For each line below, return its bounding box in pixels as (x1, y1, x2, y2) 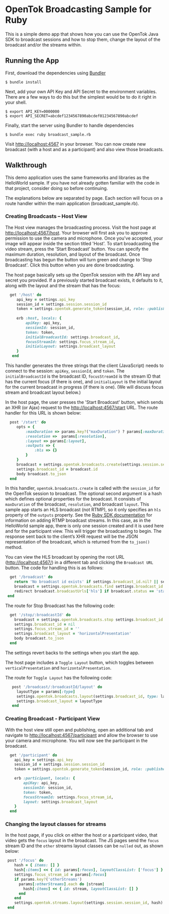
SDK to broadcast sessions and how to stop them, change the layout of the (5, 36, 161, 42)
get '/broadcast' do (10, 575, 53, 580)
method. (5, 544, 23, 551)
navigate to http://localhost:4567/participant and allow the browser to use (5, 732, 158, 738)
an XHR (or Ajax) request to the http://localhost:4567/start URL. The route (5, 404, 158, 410)
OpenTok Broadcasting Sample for (5, 4, 152, 15)
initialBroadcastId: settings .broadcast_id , (25, 335, 121, 340)
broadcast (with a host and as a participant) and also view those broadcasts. (5, 146, 164, 152)
